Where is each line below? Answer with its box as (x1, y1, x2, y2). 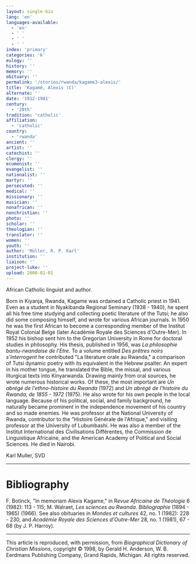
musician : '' (6, 199, 38, 205)
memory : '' (6, 69, 33, 74)
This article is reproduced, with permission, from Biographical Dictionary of (6, 539, 188, 546)
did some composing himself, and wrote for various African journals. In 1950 (6, 316, 190, 323)
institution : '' (6, 254, 45, 259)
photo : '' (6, 216, 30, 221)
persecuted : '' (6, 183, 43, 189)
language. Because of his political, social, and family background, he (6, 396, 171, 404)
